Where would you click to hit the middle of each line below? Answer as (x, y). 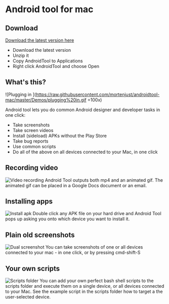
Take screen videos (33, 130)
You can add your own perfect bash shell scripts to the (97, 281)
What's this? (26, 82)
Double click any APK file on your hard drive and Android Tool (97, 214)
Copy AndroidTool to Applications (48, 61)
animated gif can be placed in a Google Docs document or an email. (76, 185)
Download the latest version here (40, 40)
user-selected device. (28, 297)
